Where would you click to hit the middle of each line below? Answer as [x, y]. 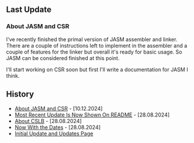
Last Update [29, 10]
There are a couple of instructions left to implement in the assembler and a [97, 45]
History [20, 94]
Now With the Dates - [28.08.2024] [57, 127]
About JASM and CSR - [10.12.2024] [59, 108]
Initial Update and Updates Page [54, 133]
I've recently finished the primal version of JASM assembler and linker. [92, 39]
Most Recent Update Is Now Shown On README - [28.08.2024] [92, 115]
